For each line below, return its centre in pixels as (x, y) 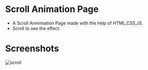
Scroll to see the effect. (36, 28)
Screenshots (32, 49)
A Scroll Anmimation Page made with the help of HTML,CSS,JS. (78, 23)
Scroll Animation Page (52, 9)
